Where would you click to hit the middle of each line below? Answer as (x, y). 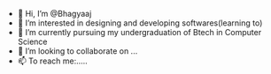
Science (32, 41)
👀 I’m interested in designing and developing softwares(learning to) (140, 23)
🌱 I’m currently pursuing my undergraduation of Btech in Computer (139, 32)
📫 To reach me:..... (53, 61)
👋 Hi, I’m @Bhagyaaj (54, 14)
